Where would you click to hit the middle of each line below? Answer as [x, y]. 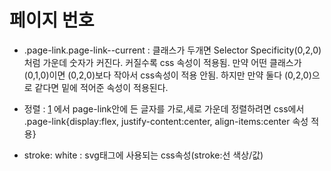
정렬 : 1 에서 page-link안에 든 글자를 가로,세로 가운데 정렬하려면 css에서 [164, 108]
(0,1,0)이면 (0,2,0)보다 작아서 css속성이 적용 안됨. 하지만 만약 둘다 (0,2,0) [167, 75]
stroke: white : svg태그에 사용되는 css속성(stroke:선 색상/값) [143, 155]
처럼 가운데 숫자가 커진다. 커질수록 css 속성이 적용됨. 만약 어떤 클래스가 [162, 62]
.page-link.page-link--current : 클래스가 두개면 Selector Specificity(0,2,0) [172, 50]
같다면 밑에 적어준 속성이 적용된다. [101, 87]
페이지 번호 [52, 20]
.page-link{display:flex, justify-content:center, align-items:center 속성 [166, 121]
